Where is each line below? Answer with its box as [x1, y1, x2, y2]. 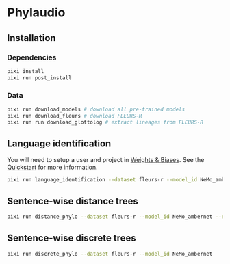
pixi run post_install [7, 74, 72, 81]
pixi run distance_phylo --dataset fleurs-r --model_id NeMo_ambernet [7, 213, 213, 220]
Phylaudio [7, 5, 66, 21]
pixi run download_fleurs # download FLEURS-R [7, 112, 142, 119]
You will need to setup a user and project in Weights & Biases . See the [7, 156, 205, 164]
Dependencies [7, 53, 57, 62]
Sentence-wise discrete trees [7, 233, 136, 244]
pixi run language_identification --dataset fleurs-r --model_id [7, 176, 197, 183]
